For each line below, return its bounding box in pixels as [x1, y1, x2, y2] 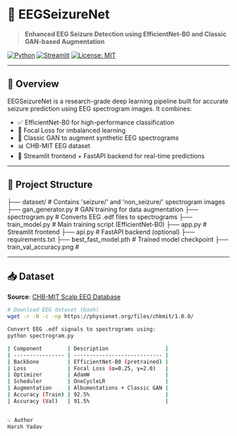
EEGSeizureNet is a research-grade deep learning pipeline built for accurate [7, 97, 229, 105]
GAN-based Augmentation [24, 37, 105, 45]
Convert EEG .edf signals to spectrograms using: [7, 326, 157, 333]
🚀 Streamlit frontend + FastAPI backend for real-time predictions [17, 151, 205, 160]
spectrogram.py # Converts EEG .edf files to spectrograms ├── [7, 212, 193, 221]
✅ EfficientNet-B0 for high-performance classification [17, 118, 175, 126]
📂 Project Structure [7, 179, 93, 191]
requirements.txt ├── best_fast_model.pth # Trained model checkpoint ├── [7, 235, 229, 243]
